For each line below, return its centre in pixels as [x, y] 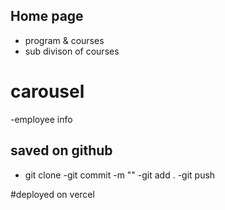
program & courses [64, 40]
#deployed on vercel [52, 194]
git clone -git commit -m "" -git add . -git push [120, 175]
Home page [47, 16]
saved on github [61, 150]
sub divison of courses [72, 51]
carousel [47, 91]
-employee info [41, 119]
